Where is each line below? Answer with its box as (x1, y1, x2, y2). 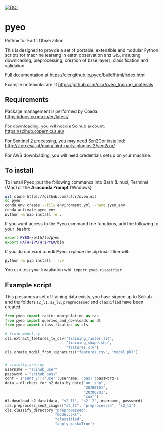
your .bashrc (5, 226, 31, 232)
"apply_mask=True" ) (55, 421, 95, 426)
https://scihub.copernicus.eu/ (5, 128, 65, 134)
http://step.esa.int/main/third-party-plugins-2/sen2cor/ (5, 143, 115, 148)
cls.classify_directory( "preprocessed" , (5, 408, 89, 413)
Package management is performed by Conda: (5, 108, 99, 114)
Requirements (5, 95, 49, 104)
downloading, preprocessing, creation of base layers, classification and (5, 57, 148, 63)
